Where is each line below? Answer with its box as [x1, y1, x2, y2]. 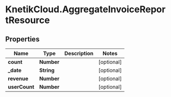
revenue [8, 75, 29, 82]
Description [64, 50, 93, 57]
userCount [8, 83, 35, 90]
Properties [5, 35, 40, 43]
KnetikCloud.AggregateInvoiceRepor [5, 4, 166, 15]
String [39, 67, 55, 74]
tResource [5, 14, 50, 26]
